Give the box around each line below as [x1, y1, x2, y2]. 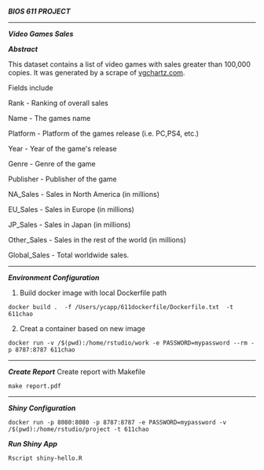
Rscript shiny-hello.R [8, 454, 82, 462]
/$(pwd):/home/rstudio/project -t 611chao [8, 425, 149, 433]
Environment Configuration [8, 273, 100, 282]
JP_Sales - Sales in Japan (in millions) [8, 220, 131, 229]
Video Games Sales [8, 29, 74, 38]
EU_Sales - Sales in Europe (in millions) [8, 205, 135, 214]
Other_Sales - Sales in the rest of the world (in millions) [8, 235, 187, 244]
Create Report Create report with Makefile [8, 367, 146, 376]
